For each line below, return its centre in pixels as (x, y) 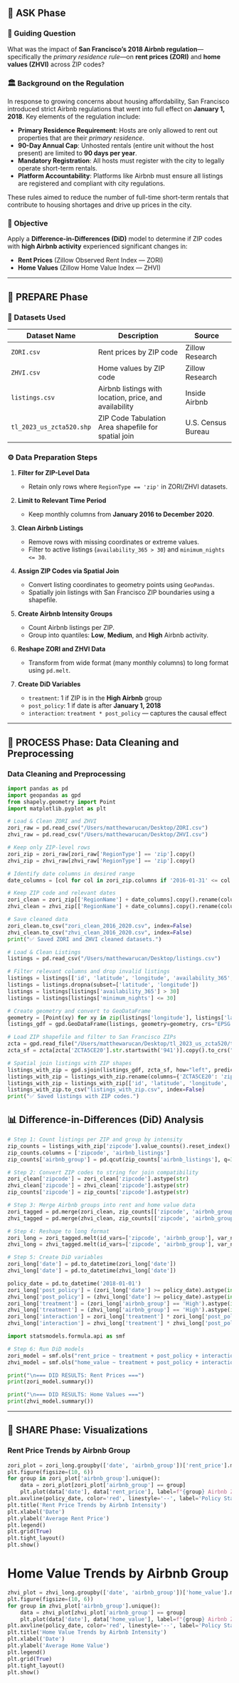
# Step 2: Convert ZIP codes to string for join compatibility (103, 1172)
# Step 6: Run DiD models (46, 1349)
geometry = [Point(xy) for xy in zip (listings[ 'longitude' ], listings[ (116, 1017)
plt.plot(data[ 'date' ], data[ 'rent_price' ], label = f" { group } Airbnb (124, 1492)
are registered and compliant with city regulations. (91, 183)
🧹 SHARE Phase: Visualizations (78, 1430)
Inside (196, 393)
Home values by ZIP (132, 368)
